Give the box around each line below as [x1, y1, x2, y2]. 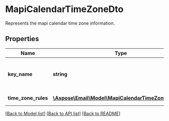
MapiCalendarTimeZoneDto [5, 4, 124, 15]
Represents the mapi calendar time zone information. [5, 20, 115, 26]
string [52, 70, 68, 77]
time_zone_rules [8, 94, 48, 101]
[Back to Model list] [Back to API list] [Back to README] [5, 110, 121, 116]
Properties [5, 35, 39, 43]
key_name [8, 70, 33, 77]
